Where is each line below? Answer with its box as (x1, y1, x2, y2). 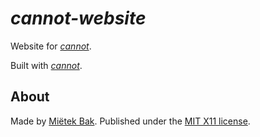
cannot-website (10, 7, 147, 30)
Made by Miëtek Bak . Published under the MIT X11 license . (10, 115, 251, 127)
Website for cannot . (10, 40, 92, 52)
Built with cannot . (10, 59, 83, 71)
